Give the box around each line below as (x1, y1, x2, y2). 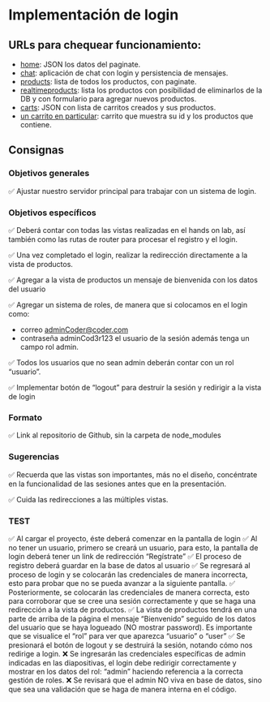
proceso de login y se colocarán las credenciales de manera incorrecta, (8, 570, 248, 579)
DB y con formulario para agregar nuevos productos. (19, 94, 197, 103)
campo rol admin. (19, 342, 79, 351)
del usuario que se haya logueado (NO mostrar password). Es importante (8, 622, 253, 632)
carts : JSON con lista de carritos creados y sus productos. (19, 103, 216, 112)
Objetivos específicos (8, 207, 97, 218)
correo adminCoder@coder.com (19, 325, 128, 334)
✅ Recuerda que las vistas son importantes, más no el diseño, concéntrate (8, 469, 258, 480)
